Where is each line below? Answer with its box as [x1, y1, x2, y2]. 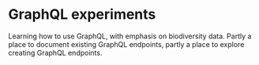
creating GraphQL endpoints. [8, 48, 103, 57]
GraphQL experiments [8, 5, 156, 23]
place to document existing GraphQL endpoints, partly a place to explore [8, 39, 245, 49]
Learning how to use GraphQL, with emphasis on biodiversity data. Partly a [8, 31, 252, 41]
